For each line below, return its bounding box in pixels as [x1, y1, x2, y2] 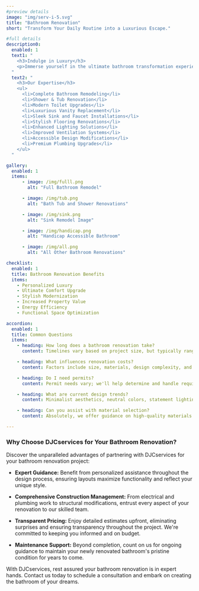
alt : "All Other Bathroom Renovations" [27, 250, 126, 256]
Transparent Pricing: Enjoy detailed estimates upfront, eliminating [14, 517, 176, 525]
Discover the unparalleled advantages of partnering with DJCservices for [6, 452, 185, 459]
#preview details [6, 8, 49, 15]
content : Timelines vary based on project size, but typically [21, 348, 182, 354]
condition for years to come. [14, 554, 84, 561]
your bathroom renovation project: [6, 457, 90, 465]
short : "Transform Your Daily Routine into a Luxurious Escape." [6, 25, 171, 31]
